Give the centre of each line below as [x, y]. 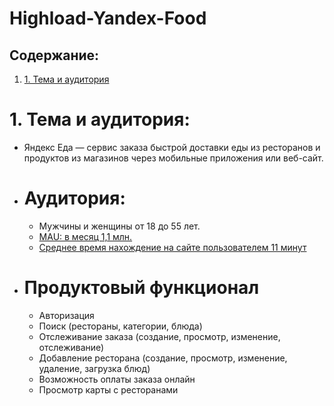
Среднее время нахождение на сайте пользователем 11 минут [172, 247]
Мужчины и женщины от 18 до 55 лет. [119, 226]
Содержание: [54, 55]
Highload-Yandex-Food [108, 18]
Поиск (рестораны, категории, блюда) [120, 326]
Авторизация [66, 315]
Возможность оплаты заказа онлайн [117, 379]
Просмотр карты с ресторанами [108, 389]
